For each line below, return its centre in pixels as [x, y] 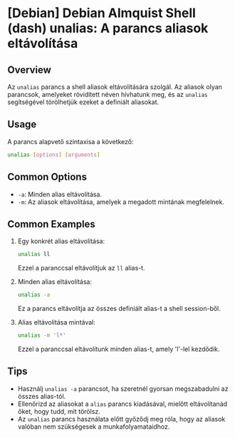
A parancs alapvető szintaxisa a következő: [70, 141]
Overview [30, 70]
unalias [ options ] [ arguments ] [54, 155]
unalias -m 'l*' [42, 336]
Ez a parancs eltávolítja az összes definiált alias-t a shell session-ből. [119, 309]
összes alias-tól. [42, 396]
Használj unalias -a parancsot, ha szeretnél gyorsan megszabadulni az [123, 388]
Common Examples [52, 224]
